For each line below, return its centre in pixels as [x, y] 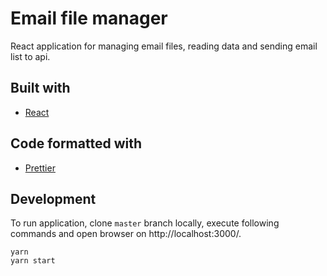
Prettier [40, 168]
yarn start [33, 261]
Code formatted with [76, 143]
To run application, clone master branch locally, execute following [145, 223]
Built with [40, 88]
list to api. [30, 56]
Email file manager [89, 18]
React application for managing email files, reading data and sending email [164, 46]
